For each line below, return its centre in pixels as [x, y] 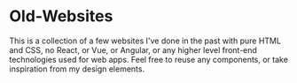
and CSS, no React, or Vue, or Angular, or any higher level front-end [133, 49]
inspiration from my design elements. [77, 69]
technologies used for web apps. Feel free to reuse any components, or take [148, 59]
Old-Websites [61, 16]
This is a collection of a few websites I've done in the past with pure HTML [145, 41]
